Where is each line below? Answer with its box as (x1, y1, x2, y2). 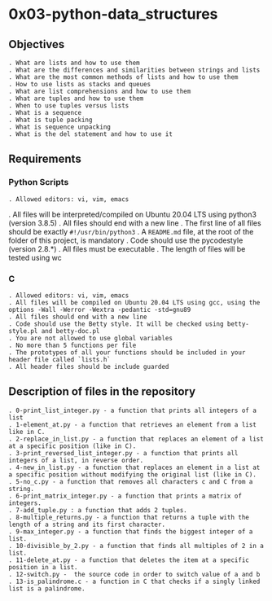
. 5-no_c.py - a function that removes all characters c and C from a (8, 477, 253, 485)
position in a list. (8, 563, 79, 571)
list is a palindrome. (8, 584, 86, 593)
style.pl (8, 327, 38, 335)
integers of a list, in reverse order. (8, 456, 144, 464)
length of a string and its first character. (8, 520, 165, 529)
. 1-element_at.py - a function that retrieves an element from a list (8, 420, 257, 428)
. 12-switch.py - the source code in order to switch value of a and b (8, 570, 261, 578)
